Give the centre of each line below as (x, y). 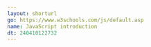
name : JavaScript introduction (52, 26)
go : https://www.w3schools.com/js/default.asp (75, 20)
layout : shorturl (32, 13)
